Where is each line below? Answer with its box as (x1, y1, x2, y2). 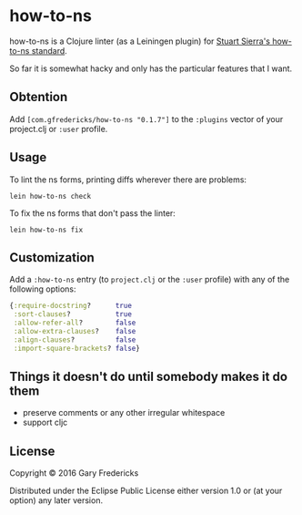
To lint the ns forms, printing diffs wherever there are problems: (9, 174, 247, 185)
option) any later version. (9, 495, 103, 506)
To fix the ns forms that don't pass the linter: (9, 207, 176, 219)
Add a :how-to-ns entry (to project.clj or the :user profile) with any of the (9, 274, 290, 285)
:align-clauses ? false (13, 335, 136, 345)
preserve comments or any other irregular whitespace (22, 407, 226, 418)
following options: (9, 283, 76, 294)
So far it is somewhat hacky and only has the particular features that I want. (9, 63, 293, 74)
